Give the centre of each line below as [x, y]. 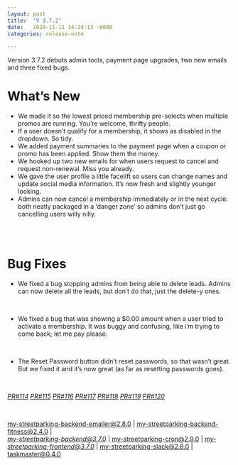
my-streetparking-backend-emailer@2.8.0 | [71, 424]
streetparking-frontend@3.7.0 [51, 447]
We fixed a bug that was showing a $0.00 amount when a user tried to [120, 319]
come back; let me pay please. [63, 334]
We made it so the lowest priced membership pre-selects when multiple [123, 116]
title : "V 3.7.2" [34, 21]
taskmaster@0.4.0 [34, 454]
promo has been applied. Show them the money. [88, 154]
